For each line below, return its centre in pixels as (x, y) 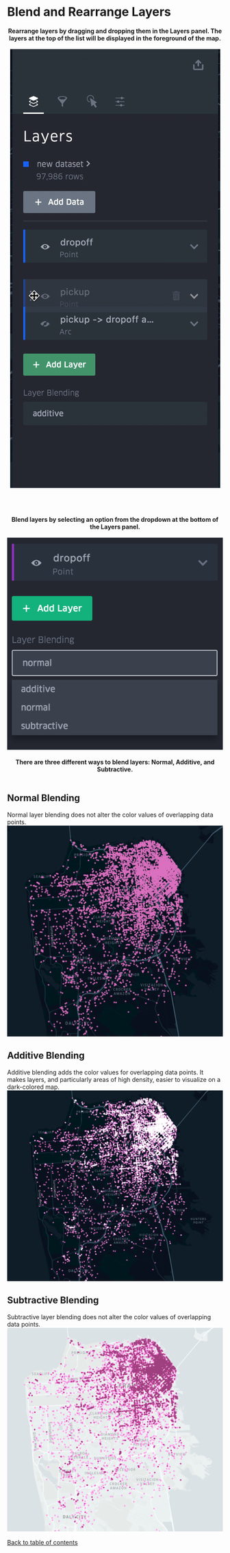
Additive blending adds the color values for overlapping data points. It (105, 1072)
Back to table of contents (42, 1543)
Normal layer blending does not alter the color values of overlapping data (110, 815)
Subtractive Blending (53, 1300)
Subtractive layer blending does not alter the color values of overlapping (109, 1316)
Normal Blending (44, 798)
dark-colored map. (34, 1087)
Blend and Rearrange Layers (89, 12)
